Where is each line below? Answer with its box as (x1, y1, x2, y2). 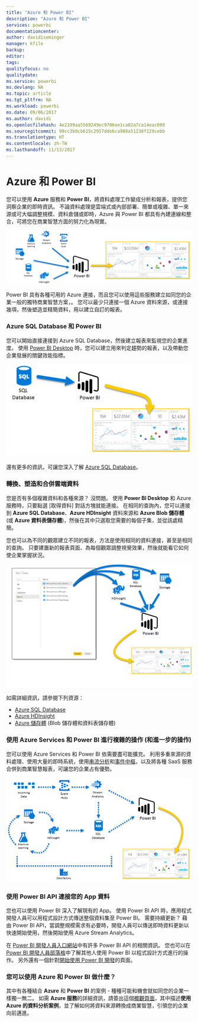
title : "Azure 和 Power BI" (6, 9, 74, 15)
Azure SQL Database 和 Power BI (6, 323, 102, 331)
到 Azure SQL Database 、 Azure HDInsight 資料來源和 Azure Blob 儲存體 (6, 509, 184, 516)
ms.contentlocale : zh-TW (6, 141, 67, 147)
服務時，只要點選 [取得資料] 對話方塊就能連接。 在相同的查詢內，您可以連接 (6, 502, 191, 509)
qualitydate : (6, 72, 38, 78)
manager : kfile (6, 41, 44, 47)
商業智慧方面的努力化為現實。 (37, 218, 110, 225)
